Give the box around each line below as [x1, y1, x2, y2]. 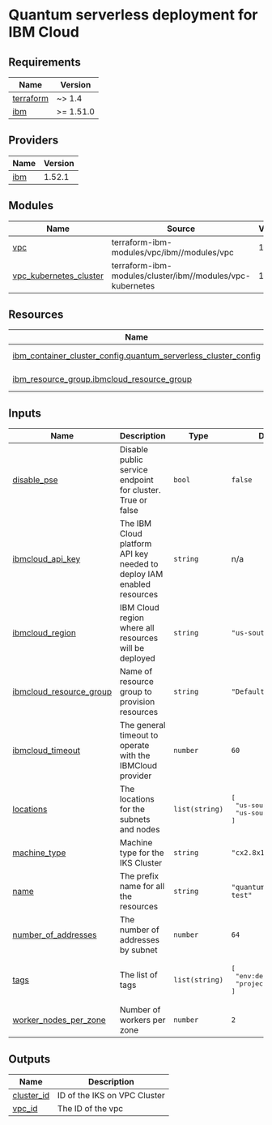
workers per [119, 1015, 166, 1026]
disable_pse [12, 474, 58, 486]
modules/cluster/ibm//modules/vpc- [111, 270, 251, 281]
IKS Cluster [119, 858, 163, 869]
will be [119, 643, 145, 654]
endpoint [119, 474, 154, 486]
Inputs [8, 406, 42, 420]
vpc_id [12, 1103, 38, 1114]
